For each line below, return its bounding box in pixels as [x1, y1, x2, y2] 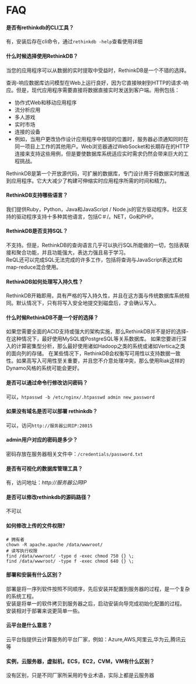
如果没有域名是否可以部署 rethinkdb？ [6, 408, 98, 415]
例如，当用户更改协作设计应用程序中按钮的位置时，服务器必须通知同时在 [14, 135, 188, 142]
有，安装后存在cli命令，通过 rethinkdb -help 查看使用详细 [6, 38, 143, 45]
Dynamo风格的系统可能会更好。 [6, 365, 83, 372]
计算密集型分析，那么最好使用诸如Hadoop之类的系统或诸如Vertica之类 [16, 343, 185, 350]
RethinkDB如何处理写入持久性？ [6, 278, 83, 285]
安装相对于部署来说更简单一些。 [6, 607, 83, 614]
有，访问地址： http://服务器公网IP [6, 479, 87, 486]
